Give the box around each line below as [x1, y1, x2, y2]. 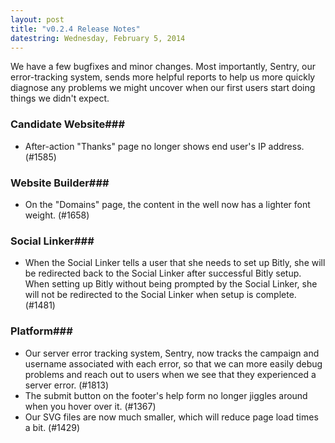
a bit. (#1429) [24, 421, 81, 433]
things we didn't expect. [10, 92, 110, 105]
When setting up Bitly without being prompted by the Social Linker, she [24, 278, 318, 290]
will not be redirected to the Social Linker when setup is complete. [24, 289, 297, 301]
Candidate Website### [10, 117, 126, 131]
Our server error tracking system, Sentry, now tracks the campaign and [24, 347, 320, 359]
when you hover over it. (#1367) [24, 400, 157, 412]
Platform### [10, 324, 73, 338]
